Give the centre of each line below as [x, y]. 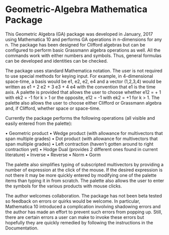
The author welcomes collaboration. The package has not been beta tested [83, 196]
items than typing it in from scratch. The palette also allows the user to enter [85, 180]
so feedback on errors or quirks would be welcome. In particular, [73, 201]
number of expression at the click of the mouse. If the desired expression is [84, 170]
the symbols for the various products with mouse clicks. [64, 186]
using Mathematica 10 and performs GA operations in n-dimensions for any [83, 39]
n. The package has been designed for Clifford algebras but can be [75, 44]
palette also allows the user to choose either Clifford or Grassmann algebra [83, 103]
